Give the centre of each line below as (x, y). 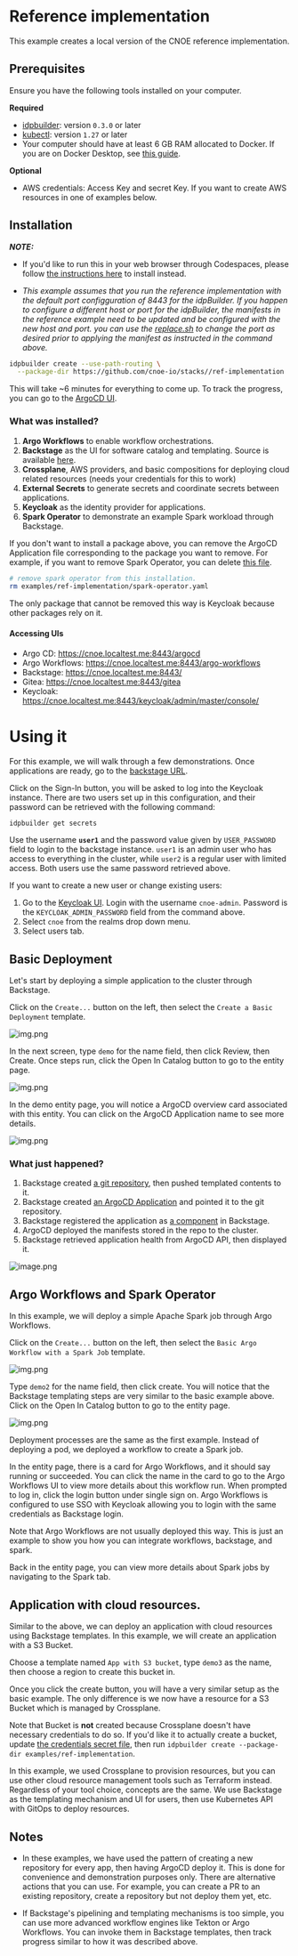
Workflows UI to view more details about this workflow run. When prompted (148, 1486)
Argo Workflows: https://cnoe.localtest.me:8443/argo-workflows (141, 663)
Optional (25, 170)
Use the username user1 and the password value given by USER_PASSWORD (143, 840)
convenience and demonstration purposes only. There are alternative (149, 1877)
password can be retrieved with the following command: (113, 806)
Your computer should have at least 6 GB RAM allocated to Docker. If (148, 143)
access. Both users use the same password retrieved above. (120, 869)
